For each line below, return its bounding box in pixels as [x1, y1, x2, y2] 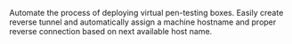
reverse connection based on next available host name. [9, 26, 213, 36]
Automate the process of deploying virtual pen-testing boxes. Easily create [9, 8, 284, 18]
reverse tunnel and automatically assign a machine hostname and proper [9, 17, 277, 27]
